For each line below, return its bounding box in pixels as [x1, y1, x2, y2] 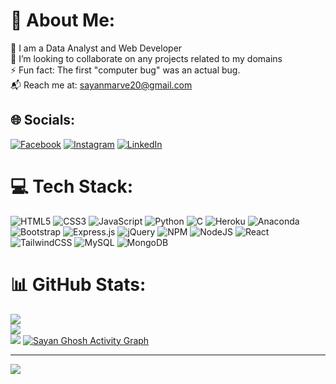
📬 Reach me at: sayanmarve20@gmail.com [10, 79, 193, 91]
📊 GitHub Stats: [10, 273, 147, 296]
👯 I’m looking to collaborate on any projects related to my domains [10, 52, 283, 64]
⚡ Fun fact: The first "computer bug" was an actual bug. [10, 64, 241, 76]
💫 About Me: [10, 9, 116, 32]
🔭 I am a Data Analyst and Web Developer [10, 42, 183, 54]
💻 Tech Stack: [10, 175, 134, 198]
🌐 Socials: [10, 112, 76, 129]
